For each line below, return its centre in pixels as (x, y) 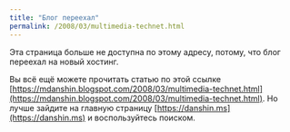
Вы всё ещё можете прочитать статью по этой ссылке (115, 79)
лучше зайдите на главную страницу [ (83, 108)
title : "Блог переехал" (55, 18)
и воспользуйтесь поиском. (141, 118)
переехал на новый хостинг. (64, 61)
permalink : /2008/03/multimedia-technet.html (97, 26)
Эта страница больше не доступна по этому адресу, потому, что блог (145, 52)
